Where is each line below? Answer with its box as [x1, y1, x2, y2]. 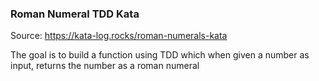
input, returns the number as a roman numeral [10, 60, 200, 72]
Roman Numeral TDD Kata [10, 7, 140, 21]
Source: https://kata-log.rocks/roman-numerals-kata [10, 30, 228, 42]
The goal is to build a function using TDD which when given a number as [10, 49, 310, 61]
